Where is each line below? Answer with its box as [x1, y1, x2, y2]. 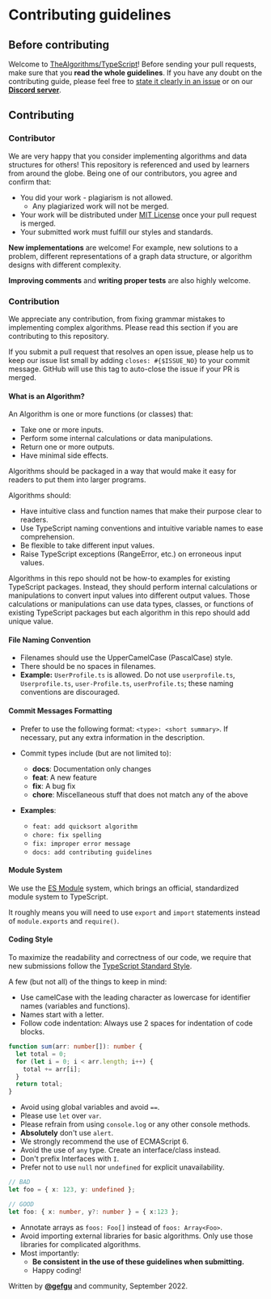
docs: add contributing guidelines [32, 848, 152, 857]
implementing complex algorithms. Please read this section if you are [8, 322, 239, 332]
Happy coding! [32, 1265, 82, 1275]
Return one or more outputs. [19, 442, 115, 452]
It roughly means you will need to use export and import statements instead [8, 908, 260, 917]
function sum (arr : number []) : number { [8, 1043, 143, 1051]
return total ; [15, 1080, 63, 1089]
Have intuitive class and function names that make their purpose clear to [19, 506, 262, 516]
